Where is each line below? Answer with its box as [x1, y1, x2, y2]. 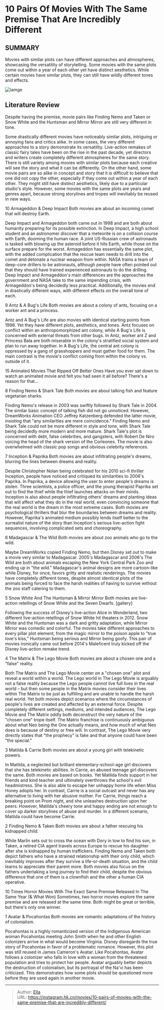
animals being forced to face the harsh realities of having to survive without [5, 580, 157, 586]
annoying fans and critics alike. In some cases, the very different [5, 139, 135, 145]
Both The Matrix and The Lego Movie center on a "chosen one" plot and [5, 670, 150, 676]
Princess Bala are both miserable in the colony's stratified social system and [5, 337, 159, 343]
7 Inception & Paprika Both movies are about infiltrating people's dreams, [5, 453, 152, 459]
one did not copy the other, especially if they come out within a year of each [5, 175, 158, 181]
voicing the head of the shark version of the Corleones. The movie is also [5, 439, 153, 444]
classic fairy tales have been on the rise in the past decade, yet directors [5, 149, 151, 155]
